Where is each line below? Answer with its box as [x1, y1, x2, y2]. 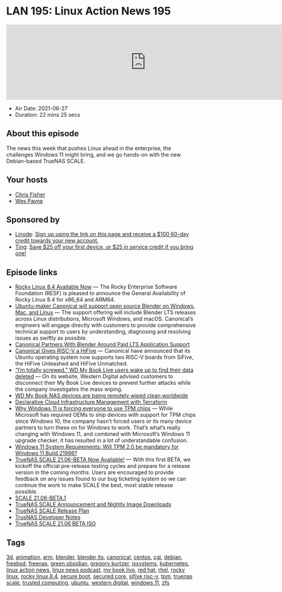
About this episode [6, 128, 80, 139]
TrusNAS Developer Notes [14, 514, 81, 521]
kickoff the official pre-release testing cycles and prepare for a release [14, 463, 190, 470]
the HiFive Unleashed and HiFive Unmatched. [14, 360, 128, 367]
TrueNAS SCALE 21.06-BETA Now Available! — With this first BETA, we [14, 456, 191, 463]
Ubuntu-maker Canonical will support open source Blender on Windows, [14, 302, 195, 310]
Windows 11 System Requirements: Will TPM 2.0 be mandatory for [14, 443, 179, 450]
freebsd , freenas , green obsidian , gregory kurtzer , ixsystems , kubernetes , [6, 560, 190, 567]
